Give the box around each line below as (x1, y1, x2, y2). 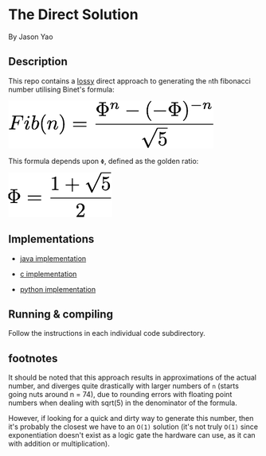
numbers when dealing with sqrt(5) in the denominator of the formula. (8, 398, 237, 407)
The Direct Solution (8, 6, 139, 24)
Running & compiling (8, 307, 114, 321)
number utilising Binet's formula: (8, 84, 115, 94)
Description (8, 55, 68, 68)
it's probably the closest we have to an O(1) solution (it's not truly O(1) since (8, 422, 259, 431)
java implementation (19, 253, 87, 263)
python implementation (19, 284, 96, 294)
